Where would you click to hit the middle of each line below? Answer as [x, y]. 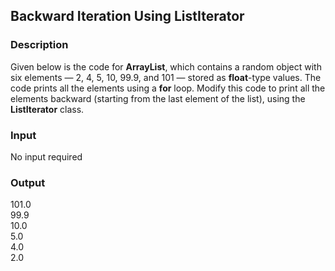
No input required [46, 156]
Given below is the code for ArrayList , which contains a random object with [166, 66]
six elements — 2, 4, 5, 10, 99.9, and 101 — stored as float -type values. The [166, 77]
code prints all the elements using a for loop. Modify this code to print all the [168, 88]
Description [39, 45]
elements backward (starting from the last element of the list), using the [158, 98]
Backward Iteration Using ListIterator [127, 16]
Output [28, 182]
